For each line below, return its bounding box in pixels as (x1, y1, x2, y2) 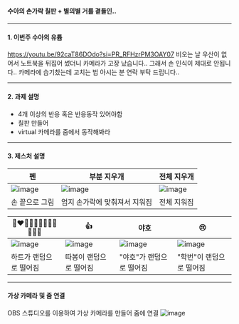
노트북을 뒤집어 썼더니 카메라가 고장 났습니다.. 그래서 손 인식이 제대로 (20, 59, 212, 68)
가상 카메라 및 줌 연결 (7, 291, 65, 300)
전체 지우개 (159, 171, 194, 181)
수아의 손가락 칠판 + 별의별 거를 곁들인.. (7, 6, 117, 15)
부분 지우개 (89, 171, 124, 181)
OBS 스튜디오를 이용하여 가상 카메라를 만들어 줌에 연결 (7, 309, 159, 318)
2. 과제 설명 (7, 93, 40, 101)
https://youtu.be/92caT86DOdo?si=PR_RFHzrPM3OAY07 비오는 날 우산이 (7, 50, 220, 59)
